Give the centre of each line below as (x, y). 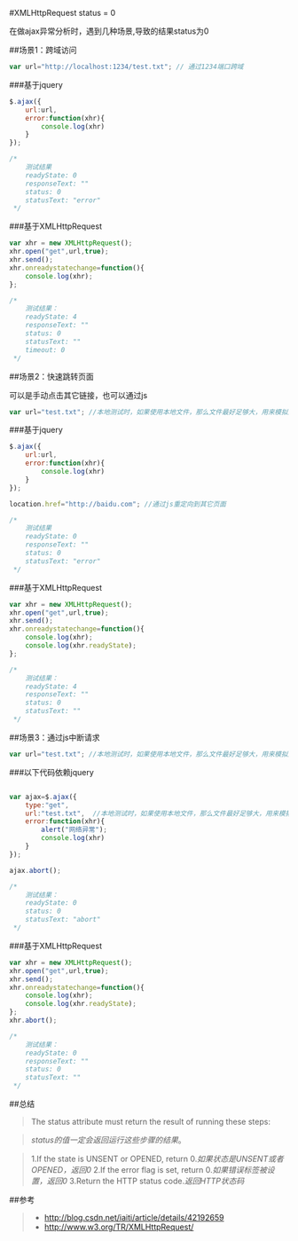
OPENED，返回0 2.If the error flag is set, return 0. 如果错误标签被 (149, 1170)
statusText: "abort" (63, 920)
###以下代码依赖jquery (52, 772)
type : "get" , (47, 805)
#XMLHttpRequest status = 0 (63, 13)
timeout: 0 (45, 350)
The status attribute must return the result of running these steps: (150, 1122)
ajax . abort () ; (35, 870)
